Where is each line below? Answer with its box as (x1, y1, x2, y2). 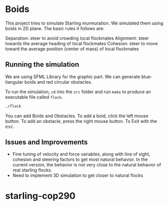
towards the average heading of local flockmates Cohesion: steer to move (5, 40, 158, 46)
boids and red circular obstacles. (24, 79, 93, 85)
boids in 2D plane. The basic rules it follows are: (5, 25, 104, 31)
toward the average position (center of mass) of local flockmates (5, 46, 139, 52)
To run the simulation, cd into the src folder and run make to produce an (5, 89, 151, 95)
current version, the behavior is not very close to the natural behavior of (12, 162, 161, 168)
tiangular (5, 79, 24, 85)
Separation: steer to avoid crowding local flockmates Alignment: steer (5, 35, 149, 41)
